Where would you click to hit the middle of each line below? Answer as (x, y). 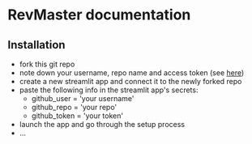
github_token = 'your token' (77, 116)
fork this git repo (47, 64)
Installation (36, 45)
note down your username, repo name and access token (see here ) (132, 73)
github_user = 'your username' (83, 98)
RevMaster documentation (99, 15)
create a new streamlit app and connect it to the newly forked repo (130, 81)
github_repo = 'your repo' (74, 107)
